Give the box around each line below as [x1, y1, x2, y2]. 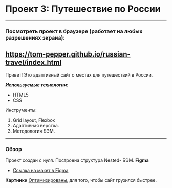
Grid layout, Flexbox [12, 117, 55, 123]
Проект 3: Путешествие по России [5, 3, 161, 15]
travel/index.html [5, 58, 62, 67]
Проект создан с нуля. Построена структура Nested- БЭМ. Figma [5, 157, 149, 163]
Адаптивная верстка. [12, 122, 59, 128]
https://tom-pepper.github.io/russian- [5, 50, 131, 59]
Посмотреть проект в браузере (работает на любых [5, 28, 143, 35]
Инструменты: [5, 107, 37, 113]
